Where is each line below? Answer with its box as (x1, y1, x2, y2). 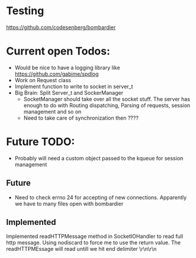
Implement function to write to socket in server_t (14, 83, 133, 90)
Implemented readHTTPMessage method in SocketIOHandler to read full (6, 233, 184, 240)
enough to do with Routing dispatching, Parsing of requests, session (23, 102, 191, 109)
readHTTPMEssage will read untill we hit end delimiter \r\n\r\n (6, 246, 157, 253)
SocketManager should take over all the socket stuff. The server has (23, 95, 191, 102)
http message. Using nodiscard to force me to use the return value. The (6, 239, 181, 246)
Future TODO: (6, 135, 75, 149)
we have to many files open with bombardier (14, 200, 124, 207)
